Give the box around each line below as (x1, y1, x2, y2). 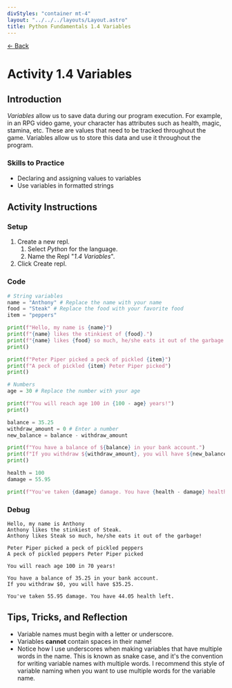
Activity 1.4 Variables (7, 66, 133, 81)
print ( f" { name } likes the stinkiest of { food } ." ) (7, 331, 153, 338)
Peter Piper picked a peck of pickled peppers (7, 544, 144, 551)
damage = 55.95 (7, 475, 51, 483)
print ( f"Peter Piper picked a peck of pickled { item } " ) (7, 356, 171, 363)
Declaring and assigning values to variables (17, 174, 142, 182)
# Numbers (7, 381, 36, 389)
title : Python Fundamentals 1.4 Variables (7, 23, 131, 30)
